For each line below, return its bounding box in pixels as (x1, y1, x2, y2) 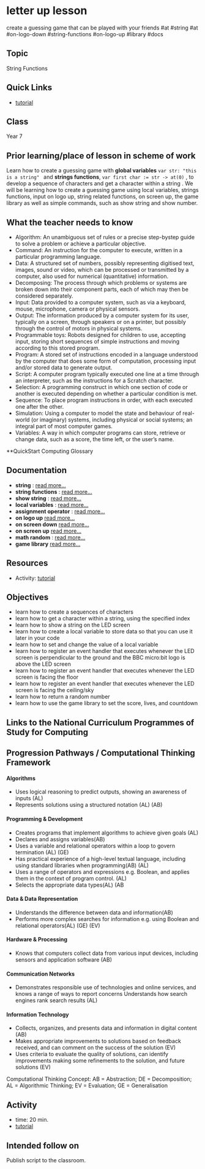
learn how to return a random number (15, 693, 110, 700)
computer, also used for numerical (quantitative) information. (15, 272, 169, 280)
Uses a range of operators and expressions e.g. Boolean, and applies (15, 868, 190, 875)
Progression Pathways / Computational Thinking (6, 748, 196, 758)
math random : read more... (15, 533, 86, 541)
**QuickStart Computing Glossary (6, 447, 94, 455)
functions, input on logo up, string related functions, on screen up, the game (6, 193, 199, 200)
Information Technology (6, 1011, 69, 1018)
